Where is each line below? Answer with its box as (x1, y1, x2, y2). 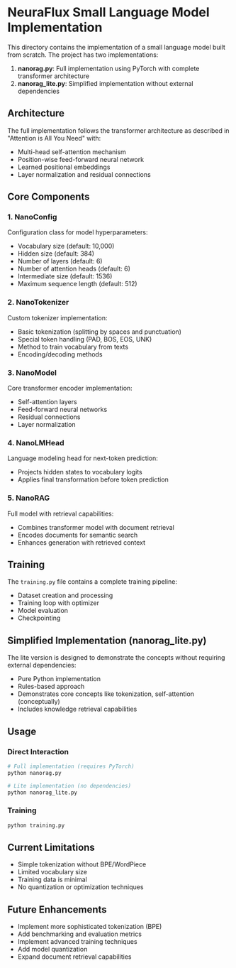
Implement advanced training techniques (17, 937, 137, 946)
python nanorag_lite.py (7, 789, 78, 796)
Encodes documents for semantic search (17, 531, 138, 539)
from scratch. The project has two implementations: (7, 50, 159, 59)
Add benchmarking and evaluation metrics (17, 930, 142, 938)
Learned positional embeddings (17, 163, 111, 171)
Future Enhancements (7, 903, 108, 915)
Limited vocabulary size (17, 868, 87, 876)
